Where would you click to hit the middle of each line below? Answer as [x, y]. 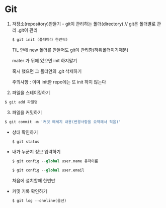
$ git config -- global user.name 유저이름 [55, 161]
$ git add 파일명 [21, 102]
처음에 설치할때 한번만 [34, 181]
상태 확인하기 [25, 132]
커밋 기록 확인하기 [29, 191]
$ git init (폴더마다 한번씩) [40, 39]
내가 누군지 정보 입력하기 [36, 152]
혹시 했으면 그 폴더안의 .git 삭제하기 [47, 71]
